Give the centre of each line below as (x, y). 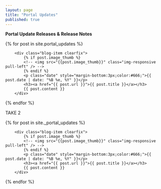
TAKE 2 (13, 113)
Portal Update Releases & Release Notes (49, 34)
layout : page (19, 10)
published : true (22, 19)
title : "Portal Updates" (32, 15)
